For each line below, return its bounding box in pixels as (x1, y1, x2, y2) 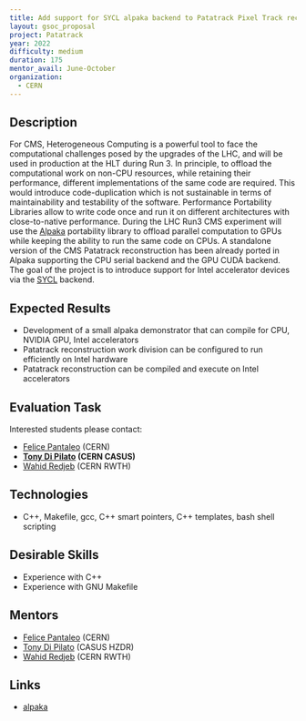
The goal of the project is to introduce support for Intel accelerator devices (9, 265, 290, 276)
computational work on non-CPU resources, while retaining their (9, 168, 251, 178)
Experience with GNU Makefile (22, 581, 138, 592)
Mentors (9, 607, 59, 624)
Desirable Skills (9, 547, 99, 563)
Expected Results (9, 300, 111, 316)
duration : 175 (9, 56, 64, 65)
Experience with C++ (22, 571, 103, 583)
